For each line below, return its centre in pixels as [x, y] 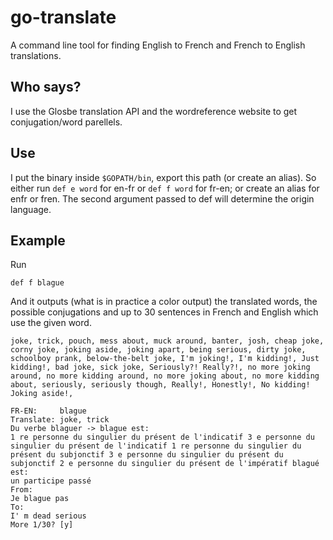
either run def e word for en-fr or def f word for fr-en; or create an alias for [165, 188]
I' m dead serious [48, 516]
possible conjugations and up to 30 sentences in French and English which [164, 312]
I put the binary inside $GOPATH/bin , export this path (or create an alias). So [163, 177]
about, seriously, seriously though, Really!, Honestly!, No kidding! [160, 385]
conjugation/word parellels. [66, 122]
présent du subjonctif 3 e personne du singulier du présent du [147, 455]
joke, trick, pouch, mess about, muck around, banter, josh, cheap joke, [167, 341]
